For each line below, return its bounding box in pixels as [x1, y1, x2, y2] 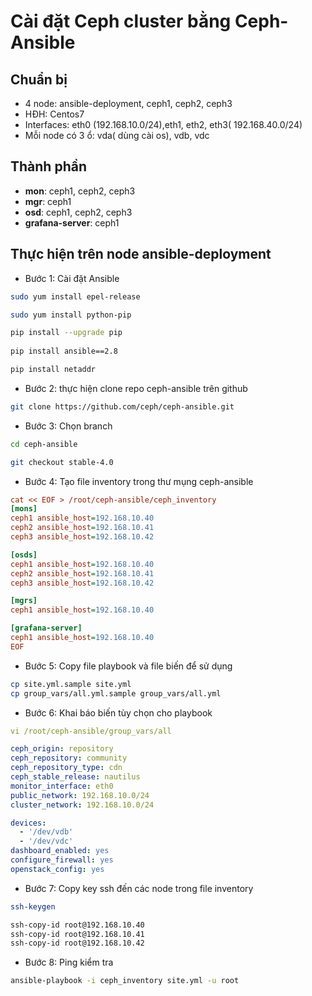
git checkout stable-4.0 [10, 457, 114, 467]
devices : [10, 818, 47, 828]
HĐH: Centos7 [24, 108, 85, 120]
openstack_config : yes [10, 864, 105, 874]
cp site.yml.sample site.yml [10, 679, 132, 689]
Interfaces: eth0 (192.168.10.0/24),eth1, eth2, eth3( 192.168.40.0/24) [24, 119, 303, 130]
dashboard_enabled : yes [10, 846, 110, 856]
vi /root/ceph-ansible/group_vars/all [10, 726, 172, 736]
